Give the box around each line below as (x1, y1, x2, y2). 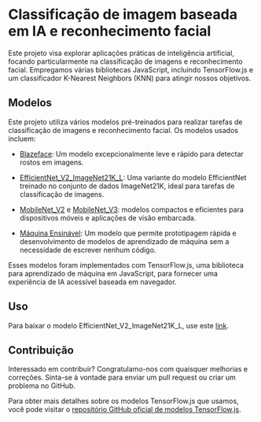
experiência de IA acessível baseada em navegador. (8, 277, 177, 287)
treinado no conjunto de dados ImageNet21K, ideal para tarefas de (19, 181, 235, 191)
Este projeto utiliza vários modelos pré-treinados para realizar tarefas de (8, 117, 243, 127)
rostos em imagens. (19, 157, 84, 167)
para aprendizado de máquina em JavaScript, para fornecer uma (8, 268, 219, 278)
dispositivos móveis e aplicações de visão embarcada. (19, 213, 197, 222)
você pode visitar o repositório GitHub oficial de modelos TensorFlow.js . (8, 405, 241, 414)
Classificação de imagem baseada (8, 6, 238, 24)
